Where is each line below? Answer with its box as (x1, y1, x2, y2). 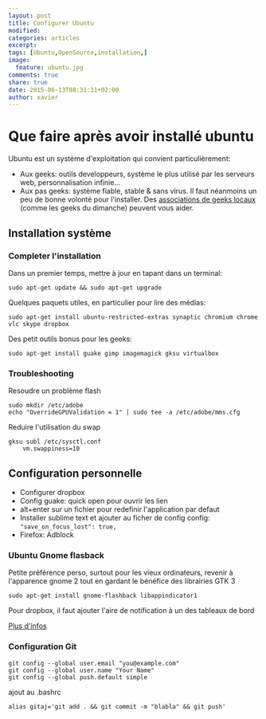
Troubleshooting (8, 367, 74, 379)
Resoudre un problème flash (8, 386, 101, 395)
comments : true (8, 71, 59, 79)
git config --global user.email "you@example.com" (8, 659, 180, 667)
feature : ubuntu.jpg (15, 64, 84, 72)
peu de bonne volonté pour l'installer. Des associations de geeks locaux (19, 194, 256, 204)
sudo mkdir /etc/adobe (8, 402, 84, 410)
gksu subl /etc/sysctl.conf (8, 438, 102, 446)
